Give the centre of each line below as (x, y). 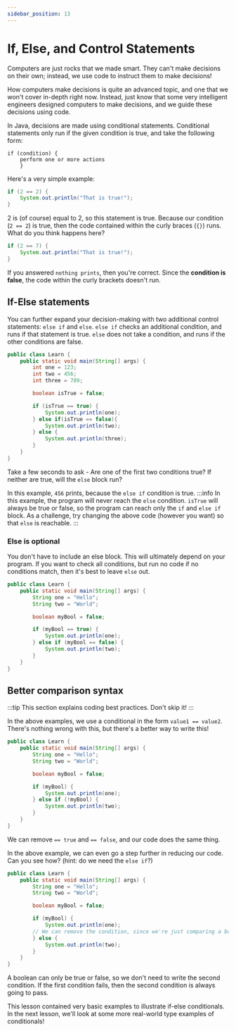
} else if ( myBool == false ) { (78, 643)
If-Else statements (48, 302)
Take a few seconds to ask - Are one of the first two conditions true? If (110, 472)
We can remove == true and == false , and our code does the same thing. (114, 839)
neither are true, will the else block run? (65, 479)
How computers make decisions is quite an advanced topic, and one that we (118, 89)
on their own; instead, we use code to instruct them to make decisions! (110, 75)
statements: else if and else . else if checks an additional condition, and (115, 326)
